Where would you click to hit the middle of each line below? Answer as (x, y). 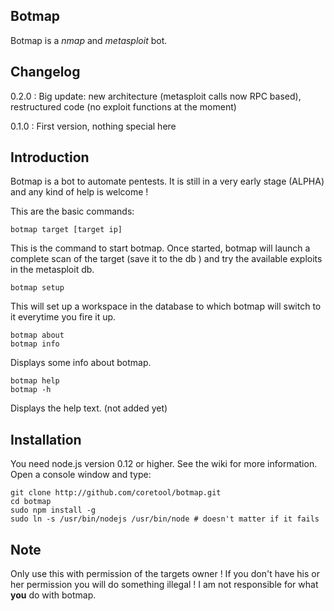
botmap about (37, 335)
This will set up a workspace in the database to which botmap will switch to (166, 306)
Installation (46, 439)
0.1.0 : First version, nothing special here (93, 126)
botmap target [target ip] (66, 230)
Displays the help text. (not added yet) (89, 408)
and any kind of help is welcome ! (79, 192)
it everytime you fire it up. (63, 317)
